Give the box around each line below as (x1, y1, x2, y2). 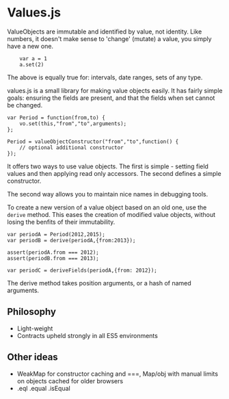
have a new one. (7, 42, 53, 50)
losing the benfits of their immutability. (7, 218, 116, 226)
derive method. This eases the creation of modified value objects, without (7, 210, 216, 218)
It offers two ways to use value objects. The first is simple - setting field (7, 162, 208, 170)
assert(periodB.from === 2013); (7, 255, 99, 261)
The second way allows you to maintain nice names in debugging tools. (7, 190, 208, 198)
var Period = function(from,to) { (7, 114, 106, 121)
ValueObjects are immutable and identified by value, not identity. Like (7, 27, 202, 36)
